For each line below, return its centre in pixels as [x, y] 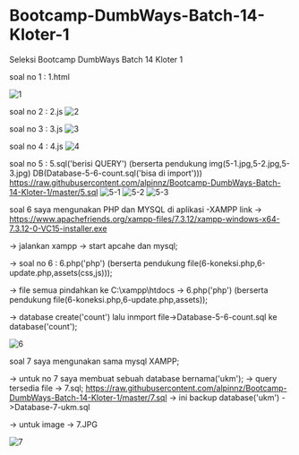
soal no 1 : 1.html [39, 76]
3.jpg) [20, 173]
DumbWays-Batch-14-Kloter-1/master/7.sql [88, 397]
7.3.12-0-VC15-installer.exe [58, 228]
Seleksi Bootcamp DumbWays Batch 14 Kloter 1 [96, 59]
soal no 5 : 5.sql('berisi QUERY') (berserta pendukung [108, 163]
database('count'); [43, 326]
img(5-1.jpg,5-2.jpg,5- [250, 163]
